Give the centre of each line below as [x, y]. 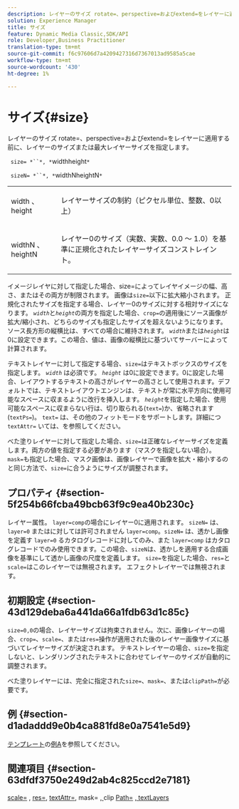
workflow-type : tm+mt [39, 61]
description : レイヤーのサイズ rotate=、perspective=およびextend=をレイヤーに [118, 14]
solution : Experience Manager [52, 21]
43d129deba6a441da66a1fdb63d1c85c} [99, 612]
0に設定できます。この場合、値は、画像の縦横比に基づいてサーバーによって [118, 340]
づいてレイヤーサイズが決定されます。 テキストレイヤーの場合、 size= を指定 [118, 648]
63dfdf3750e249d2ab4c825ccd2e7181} [99, 780]
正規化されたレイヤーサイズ [121, 249]
